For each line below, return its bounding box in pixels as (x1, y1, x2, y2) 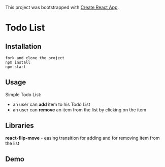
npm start (5, 64, 26, 69)
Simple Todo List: (5, 91, 42, 98)
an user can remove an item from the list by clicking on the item (12, 106, 146, 113)
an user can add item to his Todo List (12, 101, 90, 107)
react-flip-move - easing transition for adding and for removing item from (5, 135, 160, 141)
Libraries (5, 121, 34, 130)
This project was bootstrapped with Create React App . (5, 5, 119, 10)
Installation (5, 42, 42, 51)
